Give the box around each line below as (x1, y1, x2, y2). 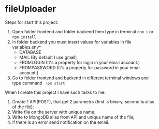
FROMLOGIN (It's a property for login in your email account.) (19, 59, 140, 65)
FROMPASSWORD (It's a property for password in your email (19, 64, 141, 71)
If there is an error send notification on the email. (12, 119, 110, 125)
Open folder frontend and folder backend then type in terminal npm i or (12, 29, 154, 34)
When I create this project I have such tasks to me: (5, 89, 106, 95)
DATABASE (19, 49, 42, 55)
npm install (12, 35, 36, 40)
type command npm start (12, 80, 65, 86)
